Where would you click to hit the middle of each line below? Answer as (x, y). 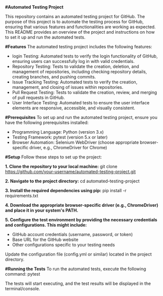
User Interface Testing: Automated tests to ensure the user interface (81, 103)
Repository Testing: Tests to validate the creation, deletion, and (75, 66)
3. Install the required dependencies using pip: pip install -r (66, 190)
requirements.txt (22, 196)
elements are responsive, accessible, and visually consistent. (74, 108)
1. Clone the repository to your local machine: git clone (61, 166)
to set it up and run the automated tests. (45, 37)
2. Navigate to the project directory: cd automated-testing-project (72, 181)
